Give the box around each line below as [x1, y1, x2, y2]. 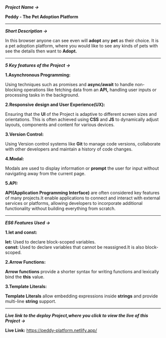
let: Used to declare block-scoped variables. [5, 239, 96, 244]
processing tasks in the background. [5, 92, 80, 98]
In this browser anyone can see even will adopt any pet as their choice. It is [5, 38, 159, 44]
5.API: [5, 180, 18, 186]
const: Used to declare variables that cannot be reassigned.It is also [5, 244, 144, 250]
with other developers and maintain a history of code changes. [5, 146, 133, 152]
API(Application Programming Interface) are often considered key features [5, 190, 160, 195]
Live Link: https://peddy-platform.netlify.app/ [5, 328, 97, 333]
